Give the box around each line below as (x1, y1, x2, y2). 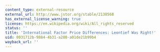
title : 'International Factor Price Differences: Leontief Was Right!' (5, 30, 156, 35)
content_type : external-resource (5, 7, 74, 12)
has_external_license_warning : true (5, 16, 81, 21)
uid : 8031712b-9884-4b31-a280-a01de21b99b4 (5, 35, 97, 40)
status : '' (5, 26, 28, 31)
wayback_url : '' (5, 40, 39, 45)
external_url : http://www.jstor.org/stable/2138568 (5, 12, 114, 17)
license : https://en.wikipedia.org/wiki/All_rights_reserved (5, 21, 134, 26)
